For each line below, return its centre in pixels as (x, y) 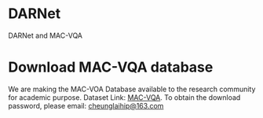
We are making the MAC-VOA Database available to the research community (132, 89)
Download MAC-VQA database (111, 67)
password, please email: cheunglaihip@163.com (86, 105)
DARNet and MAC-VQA (46, 35)
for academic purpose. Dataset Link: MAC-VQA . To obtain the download (124, 97)
